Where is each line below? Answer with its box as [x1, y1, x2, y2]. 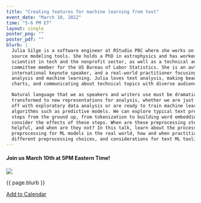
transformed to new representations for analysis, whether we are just [11, 97, 194, 103]
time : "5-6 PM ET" [6, 20, 52, 26]
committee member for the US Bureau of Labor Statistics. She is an [11, 64, 186, 70]
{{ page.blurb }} [6, 179, 45, 186]
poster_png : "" [6, 31, 44, 37]
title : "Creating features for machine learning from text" [6, 8, 160, 15]
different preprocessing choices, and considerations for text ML [11, 136, 181, 142]
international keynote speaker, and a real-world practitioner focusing [11, 70, 197, 76]
